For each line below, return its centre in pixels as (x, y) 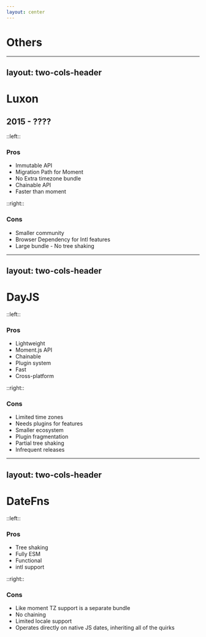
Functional (29, 561)
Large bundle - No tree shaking (55, 245)
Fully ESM (28, 554)
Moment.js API (34, 350)
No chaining (30, 615)
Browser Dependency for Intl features (63, 239)
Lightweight (30, 344)
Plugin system (33, 363)
